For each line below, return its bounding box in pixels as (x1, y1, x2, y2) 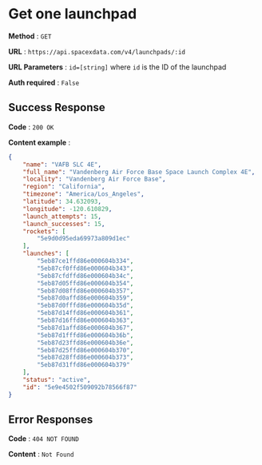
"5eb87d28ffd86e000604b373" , (37, 353, 134, 362)
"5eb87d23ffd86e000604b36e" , (37, 339, 134, 347)
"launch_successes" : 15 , (22, 220, 105, 228)
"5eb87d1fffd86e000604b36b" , (37, 331, 134, 340)
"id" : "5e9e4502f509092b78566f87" (22, 383, 137, 391)
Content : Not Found (8, 449, 74, 459)
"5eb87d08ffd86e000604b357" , (37, 287, 134, 295)
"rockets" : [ (22, 227, 66, 236)
